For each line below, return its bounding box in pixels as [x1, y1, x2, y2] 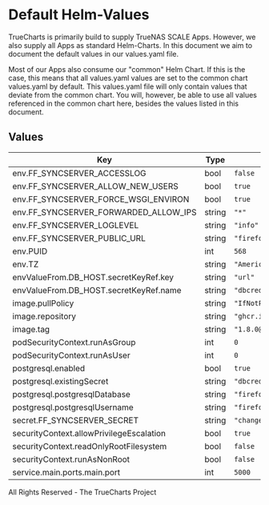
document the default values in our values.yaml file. [8, 49, 179, 58]
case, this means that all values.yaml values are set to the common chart [8, 73, 248, 82]
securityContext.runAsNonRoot [12, 454, 130, 465]
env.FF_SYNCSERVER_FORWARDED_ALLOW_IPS [12, 206, 197, 218]
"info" [233, 220, 259, 230]
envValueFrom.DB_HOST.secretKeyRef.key [12, 271, 175, 283]
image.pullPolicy [12, 298, 74, 309]
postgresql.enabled [12, 363, 86, 374]
